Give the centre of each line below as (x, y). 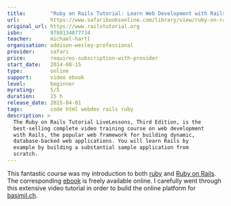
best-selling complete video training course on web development (109, 128)
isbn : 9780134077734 (49, 33)
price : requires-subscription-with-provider (82, 58)
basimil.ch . (22, 195)
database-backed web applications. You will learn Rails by (101, 141)
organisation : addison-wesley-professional (70, 45)
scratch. (26, 154)
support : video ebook (46, 77)
